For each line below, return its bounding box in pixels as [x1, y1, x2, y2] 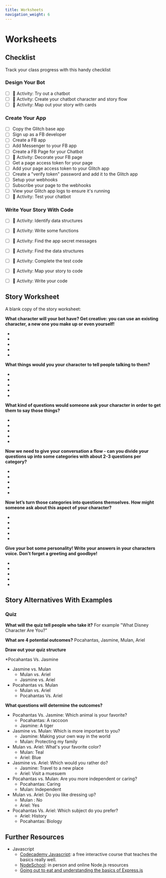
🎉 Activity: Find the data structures [12, 248, 84, 254]
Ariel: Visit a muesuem [19, 771, 66, 777]
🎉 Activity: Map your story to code [12, 268, 83, 274]
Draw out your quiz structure [5, 647, 66, 653]
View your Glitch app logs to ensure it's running [12, 188, 110, 194]
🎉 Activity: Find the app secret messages [12, 238, 97, 244]
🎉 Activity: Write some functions [12, 228, 79, 234]
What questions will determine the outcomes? [5, 703, 103, 709]
